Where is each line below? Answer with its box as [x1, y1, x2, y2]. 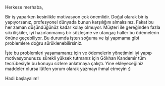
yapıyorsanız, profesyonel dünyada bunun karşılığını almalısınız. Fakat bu [5, 19, 154, 25]
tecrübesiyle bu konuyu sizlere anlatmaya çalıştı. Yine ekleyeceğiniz [5, 61, 144, 66]
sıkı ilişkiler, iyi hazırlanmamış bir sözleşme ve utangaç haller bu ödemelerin [5, 30, 160, 35]
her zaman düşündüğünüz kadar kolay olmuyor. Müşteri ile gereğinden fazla [5, 24, 161, 30]
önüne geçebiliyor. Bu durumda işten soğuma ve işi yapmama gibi [5, 35, 140, 41]
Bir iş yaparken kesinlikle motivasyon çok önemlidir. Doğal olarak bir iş [5, 14, 149, 19]
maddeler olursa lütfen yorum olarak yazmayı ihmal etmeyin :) [5, 66, 131, 72]
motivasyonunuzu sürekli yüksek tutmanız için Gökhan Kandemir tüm [5, 55, 146, 61]
